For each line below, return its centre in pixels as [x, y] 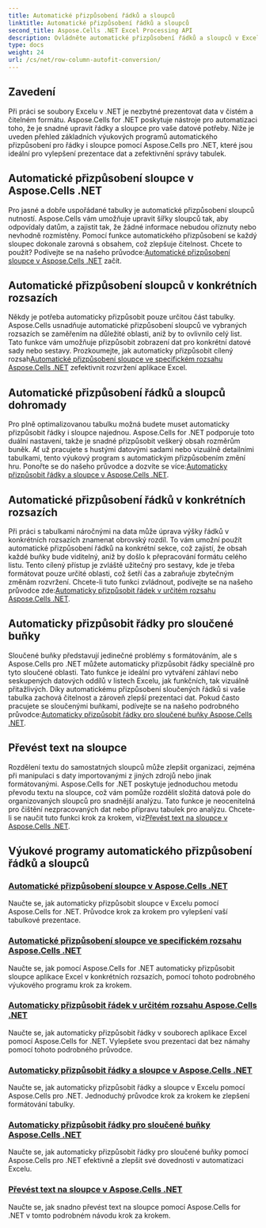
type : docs [26, 45]
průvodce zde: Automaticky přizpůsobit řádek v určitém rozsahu [112, 590]
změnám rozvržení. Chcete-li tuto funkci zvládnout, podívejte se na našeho [131, 581]
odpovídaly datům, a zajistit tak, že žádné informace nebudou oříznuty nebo [133, 226]
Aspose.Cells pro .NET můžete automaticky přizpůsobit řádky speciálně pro [131, 663]
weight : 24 [26, 52]
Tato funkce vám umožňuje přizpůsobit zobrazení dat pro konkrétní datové [130, 342]
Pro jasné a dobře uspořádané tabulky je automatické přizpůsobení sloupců [131, 210]
